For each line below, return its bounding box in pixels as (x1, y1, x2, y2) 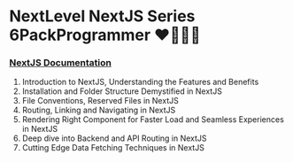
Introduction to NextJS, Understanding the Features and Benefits (21, 77, 259, 88)
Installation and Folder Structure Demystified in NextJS (21, 86, 223, 96)
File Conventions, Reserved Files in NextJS (21, 96, 179, 106)
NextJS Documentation (9, 57, 112, 69)
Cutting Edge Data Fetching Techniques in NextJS (21, 143, 205, 153)
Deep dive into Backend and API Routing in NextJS (21, 133, 207, 143)
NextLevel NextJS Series (9, 6, 196, 27)
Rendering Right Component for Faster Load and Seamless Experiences (21, 114, 285, 125)
